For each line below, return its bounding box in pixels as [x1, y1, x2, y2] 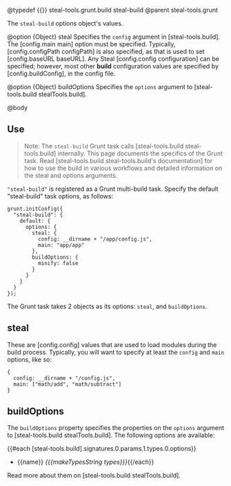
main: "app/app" [37, 241, 85, 248]
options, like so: [7, 355, 52, 364]
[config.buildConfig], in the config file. [7, 69, 116, 77]
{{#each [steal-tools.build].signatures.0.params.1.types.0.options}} [7, 445, 197, 453]
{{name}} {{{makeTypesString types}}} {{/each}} [17, 458, 154, 466]
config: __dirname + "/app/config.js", [37, 235, 153, 243]
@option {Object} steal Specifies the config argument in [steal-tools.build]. [7, 32, 221, 41]
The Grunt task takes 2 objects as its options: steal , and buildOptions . [7, 302, 208, 310]
